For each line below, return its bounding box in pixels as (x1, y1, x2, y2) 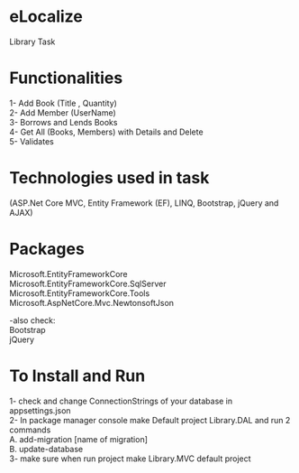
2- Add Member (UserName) (9, 107, 117, 118)
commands (9, 424, 51, 435)
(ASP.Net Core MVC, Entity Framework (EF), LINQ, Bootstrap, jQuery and (9, 197, 279, 209)
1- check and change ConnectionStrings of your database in (9, 395, 233, 406)
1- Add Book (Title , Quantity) (9, 97, 117, 108)
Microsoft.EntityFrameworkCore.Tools (9, 287, 150, 299)
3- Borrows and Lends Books (9, 116, 118, 127)
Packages (9, 239, 86, 259)
